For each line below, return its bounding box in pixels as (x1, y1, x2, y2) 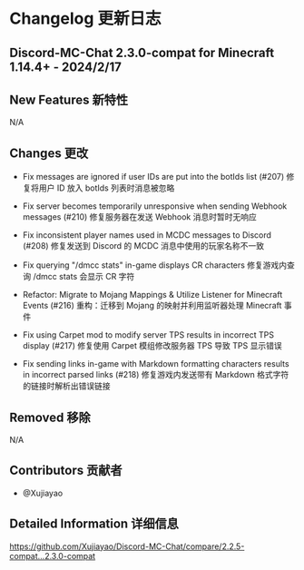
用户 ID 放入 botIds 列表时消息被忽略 (38, 182, 175, 193)
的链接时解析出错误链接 (22, 380, 111, 391)
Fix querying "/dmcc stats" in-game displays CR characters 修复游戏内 (22, 260, 288, 270)
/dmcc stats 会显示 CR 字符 (33, 271, 135, 282)
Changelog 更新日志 (9, 8, 162, 29)
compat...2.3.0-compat (9, 550, 96, 561)
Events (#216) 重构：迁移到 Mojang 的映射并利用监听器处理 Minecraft (22, 300, 282, 311)
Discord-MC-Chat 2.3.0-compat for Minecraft (9, 44, 275, 60)
